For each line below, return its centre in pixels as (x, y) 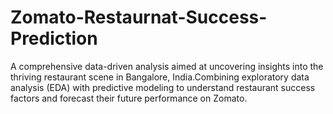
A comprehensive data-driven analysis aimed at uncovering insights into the (167, 66)
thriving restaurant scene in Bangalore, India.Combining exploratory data (160, 77)
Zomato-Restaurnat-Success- (139, 17)
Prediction (54, 38)
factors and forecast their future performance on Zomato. (129, 98)
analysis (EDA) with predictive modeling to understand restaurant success (163, 87)
